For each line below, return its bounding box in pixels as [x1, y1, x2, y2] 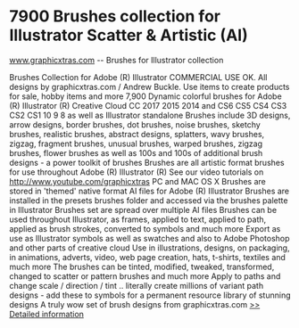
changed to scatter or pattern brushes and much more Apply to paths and [9, 270, 281, 282]
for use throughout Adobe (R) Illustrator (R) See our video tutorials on [9, 167, 264, 177]
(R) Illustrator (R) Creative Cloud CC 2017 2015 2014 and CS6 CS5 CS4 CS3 [9, 100, 287, 111]
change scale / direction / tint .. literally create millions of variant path [9, 280, 264, 291]
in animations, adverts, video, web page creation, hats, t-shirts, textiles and [9, 251, 286, 262]
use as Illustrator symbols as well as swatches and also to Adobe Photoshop [9, 233, 290, 243]
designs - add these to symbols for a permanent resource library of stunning [9, 290, 291, 300]
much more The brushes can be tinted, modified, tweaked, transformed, [9, 261, 275, 272]
